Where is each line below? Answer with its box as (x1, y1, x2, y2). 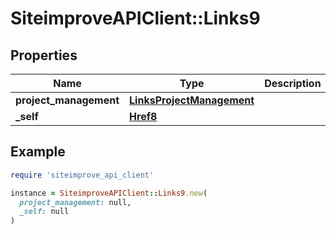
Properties (10, 47, 78, 64)
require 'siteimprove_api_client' (10, 170, 155, 180)
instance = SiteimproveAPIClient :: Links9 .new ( (10, 188, 208, 198)
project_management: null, (19, 197, 132, 207)
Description (264, 77, 322, 90)
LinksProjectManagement (129, 93, 255, 107)
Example (10, 143, 66, 161)
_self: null (19, 207, 70, 217)
